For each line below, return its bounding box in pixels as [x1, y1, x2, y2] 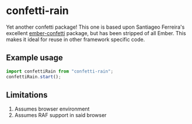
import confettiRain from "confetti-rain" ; [6, 68, 114, 74]
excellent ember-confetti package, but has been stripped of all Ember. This [6, 29, 186, 36]
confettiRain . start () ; [6, 74, 61, 80]
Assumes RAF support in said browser [14, 112, 107, 119]
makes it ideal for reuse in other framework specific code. [6, 36, 145, 43]
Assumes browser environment [14, 105, 90, 112]
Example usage [6, 53, 63, 63]
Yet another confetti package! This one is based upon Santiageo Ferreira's [6, 23, 185, 30]
